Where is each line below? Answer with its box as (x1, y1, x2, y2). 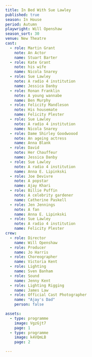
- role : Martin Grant (10, 45, 56, 51)
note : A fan (14, 207, 39, 212)
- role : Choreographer (10, 254, 58, 259)
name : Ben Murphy (14, 98, 51, 103)
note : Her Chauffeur (14, 150, 58, 155)
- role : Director (10, 235, 47, 241)
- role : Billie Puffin (10, 188, 58, 193)
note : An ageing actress (14, 136, 67, 141)
